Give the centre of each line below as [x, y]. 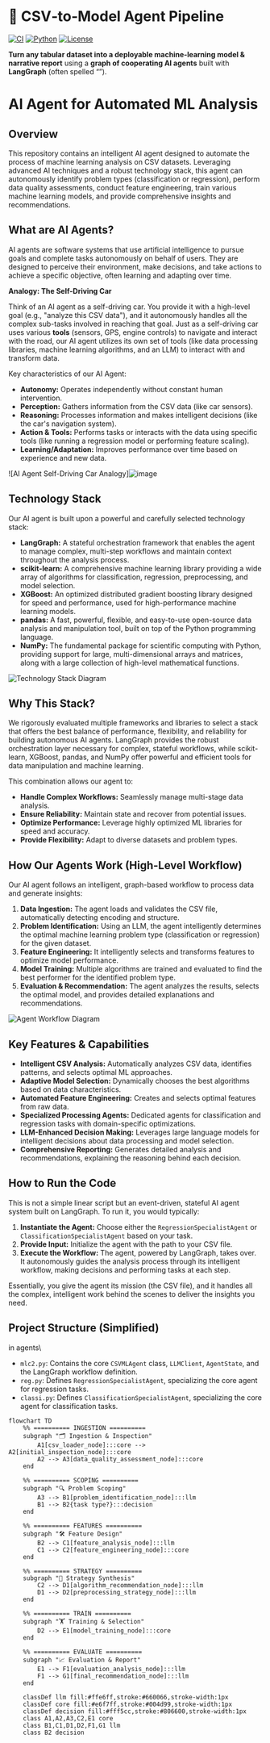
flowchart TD [30, 1421]
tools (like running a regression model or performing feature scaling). [135, 441]
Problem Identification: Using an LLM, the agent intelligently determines [141, 926]
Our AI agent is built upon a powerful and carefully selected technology [127, 518]
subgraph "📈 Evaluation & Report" [82, 1660]
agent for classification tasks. [69, 1406]
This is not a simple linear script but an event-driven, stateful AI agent [124, 1202]
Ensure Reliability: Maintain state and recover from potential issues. [133, 814]
